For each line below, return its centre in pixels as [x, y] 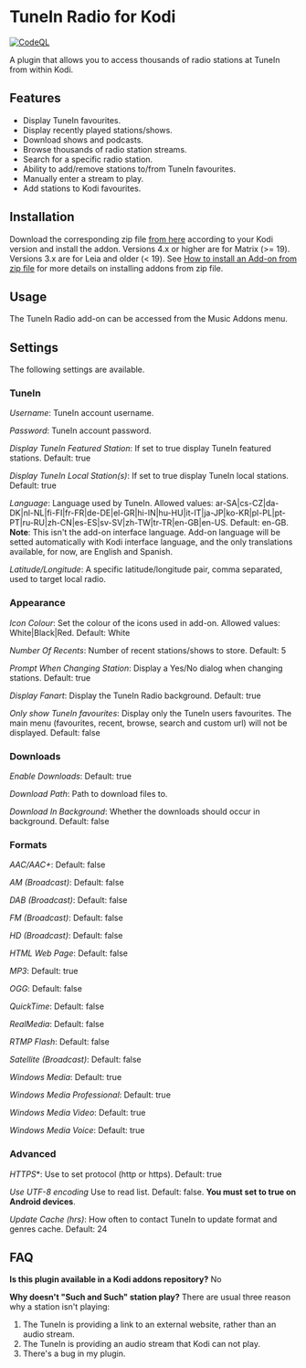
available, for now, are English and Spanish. [91, 552]
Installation [42, 217]
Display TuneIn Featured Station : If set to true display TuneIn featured [141, 449]
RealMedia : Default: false [57, 1024]
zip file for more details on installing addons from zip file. [116, 268]
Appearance [37, 603]
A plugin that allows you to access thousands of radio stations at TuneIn [145, 59]
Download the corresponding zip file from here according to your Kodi [142, 239]
